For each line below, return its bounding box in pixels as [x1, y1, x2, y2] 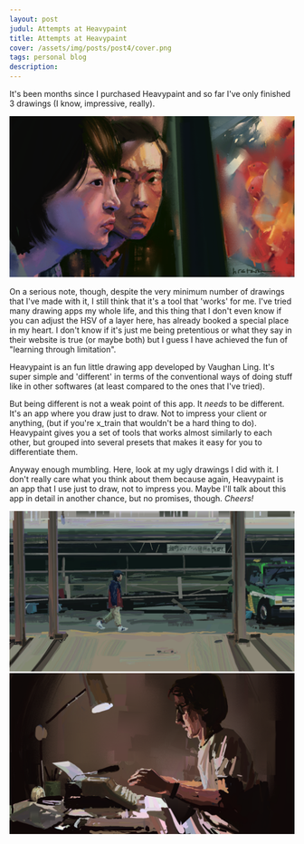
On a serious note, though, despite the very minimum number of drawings [9, 286, 285, 296]
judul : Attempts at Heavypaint [9, 24, 128, 34]
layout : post [9, 15, 59, 24]
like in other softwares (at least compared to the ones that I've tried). [9, 381, 265, 392]
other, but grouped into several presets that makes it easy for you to [9, 436, 262, 448]
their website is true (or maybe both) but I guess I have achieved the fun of [9, 334, 288, 344]
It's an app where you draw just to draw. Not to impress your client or [9, 408, 268, 419]
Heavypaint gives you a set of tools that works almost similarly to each [9, 427, 273, 438]
